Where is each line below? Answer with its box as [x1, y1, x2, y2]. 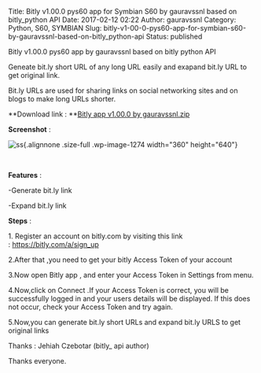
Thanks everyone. [8, 356, 67, 365]
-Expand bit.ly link [8, 201, 67, 210]
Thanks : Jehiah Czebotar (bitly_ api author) [8, 342, 149, 350]
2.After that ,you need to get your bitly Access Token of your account [8, 255, 233, 264]
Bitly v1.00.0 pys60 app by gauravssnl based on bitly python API [8, 47, 216, 56]
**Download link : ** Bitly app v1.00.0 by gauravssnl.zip [8, 109, 190, 119]
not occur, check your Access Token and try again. [8, 302, 173, 312]
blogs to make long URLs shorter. [8, 94, 116, 103]
